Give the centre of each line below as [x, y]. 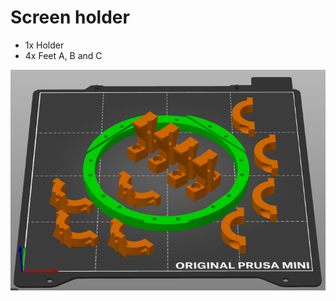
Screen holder [70, 17]
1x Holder [44, 45]
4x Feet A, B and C [63, 55]
